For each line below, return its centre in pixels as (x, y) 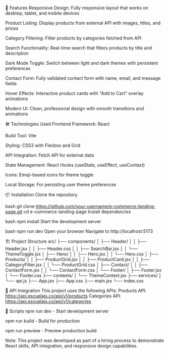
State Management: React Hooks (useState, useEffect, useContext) (75, 165)
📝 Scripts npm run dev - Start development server (57, 311)
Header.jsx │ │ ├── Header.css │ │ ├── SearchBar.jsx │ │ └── (72, 248)
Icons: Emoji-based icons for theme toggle (49, 175)
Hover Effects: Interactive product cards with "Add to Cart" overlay (74, 93)
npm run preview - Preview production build (51, 331)
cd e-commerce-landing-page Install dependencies (77, 212)
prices (12, 28)
